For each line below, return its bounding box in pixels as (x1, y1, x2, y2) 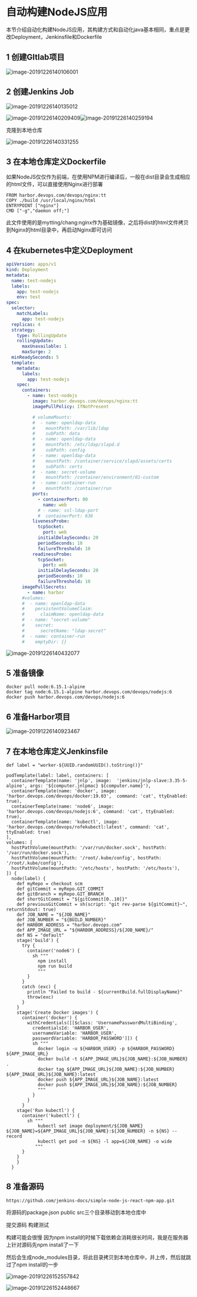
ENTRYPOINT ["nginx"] (6, 203, 59, 209)
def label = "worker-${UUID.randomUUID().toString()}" (6, 762, 143, 768)
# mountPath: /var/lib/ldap (32, 425, 109, 431)
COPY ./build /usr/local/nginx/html (6, 198, 96, 204)
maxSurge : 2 (21, 349, 51, 355)
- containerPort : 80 (37, 496, 88, 502)
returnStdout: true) (6, 906, 57, 912)
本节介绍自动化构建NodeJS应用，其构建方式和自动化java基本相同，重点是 (6, 26, 185, 33)
